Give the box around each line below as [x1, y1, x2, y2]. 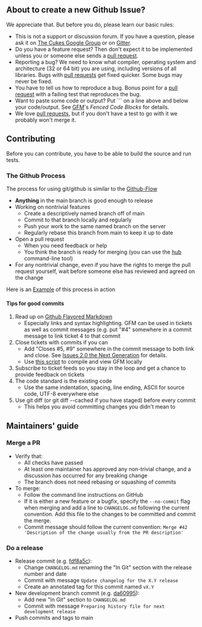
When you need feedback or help [24, 241, 107, 249]
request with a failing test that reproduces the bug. [14, 90, 141, 97]
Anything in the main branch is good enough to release [14, 197, 153, 204]
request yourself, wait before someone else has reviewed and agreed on [14, 268, 195, 275]
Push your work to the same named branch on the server [24, 222, 166, 229]
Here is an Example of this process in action [6, 286, 116, 293]
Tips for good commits [6, 300, 65, 307]
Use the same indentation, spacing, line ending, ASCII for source [24, 384, 185, 391]
